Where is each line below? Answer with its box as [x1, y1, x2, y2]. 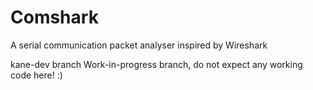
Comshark [10, 6, 99, 29]
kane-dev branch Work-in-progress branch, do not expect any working [10, 58, 303, 70]
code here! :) [10, 69, 63, 81]
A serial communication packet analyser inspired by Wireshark [10, 39, 268, 51]
